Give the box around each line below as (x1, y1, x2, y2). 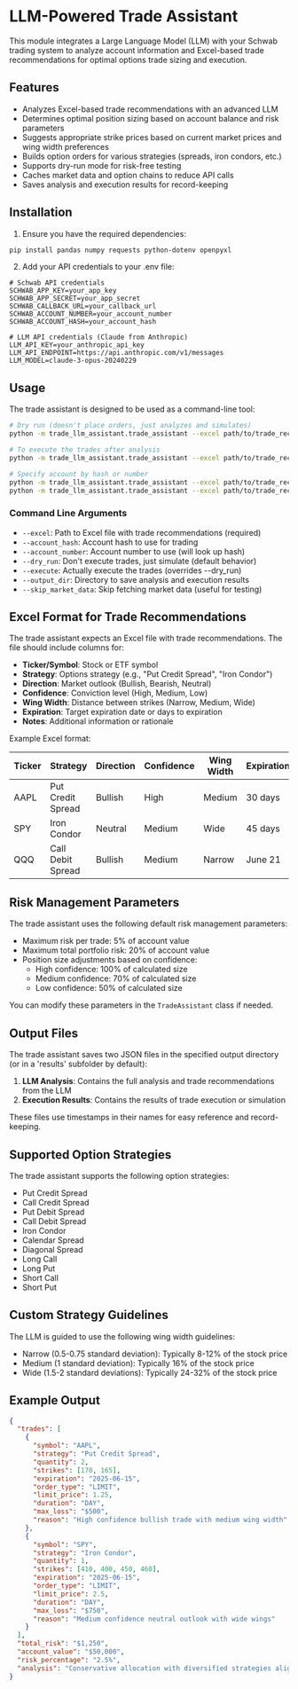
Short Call (21, 1272, 59, 1283)
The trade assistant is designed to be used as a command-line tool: (9, 404, 255, 414)
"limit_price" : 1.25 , (32, 1490, 114, 1500)
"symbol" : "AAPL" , (32, 1442, 101, 1450)
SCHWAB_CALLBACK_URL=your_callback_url (9, 302, 157, 311)
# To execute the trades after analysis (9, 445, 161, 454)
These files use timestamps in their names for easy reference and (9, 1112, 249, 1123)
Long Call (21, 1253, 58, 1264)
